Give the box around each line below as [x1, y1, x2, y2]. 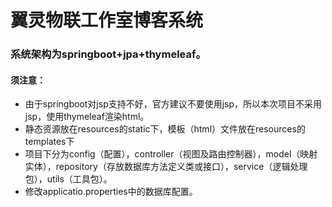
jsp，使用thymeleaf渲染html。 [24, 111, 150, 123]
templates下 [24, 136, 75, 148]
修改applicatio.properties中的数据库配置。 [24, 186, 198, 198]
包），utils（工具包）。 [24, 173, 113, 185]
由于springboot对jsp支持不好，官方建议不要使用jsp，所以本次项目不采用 [24, 98, 323, 110]
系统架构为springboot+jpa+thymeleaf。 [10, 47, 207, 61]
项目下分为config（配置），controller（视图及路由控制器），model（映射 [24, 148, 318, 160]
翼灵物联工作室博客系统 [10, 9, 204, 32]
